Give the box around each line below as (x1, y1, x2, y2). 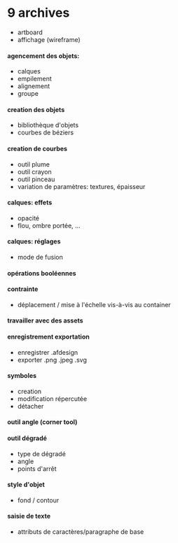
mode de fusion (17, 253, 63, 261)
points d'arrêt (17, 464, 57, 473)
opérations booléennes (7, 269, 76, 277)
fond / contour (17, 495, 60, 505)
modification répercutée (17, 394, 88, 403)
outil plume (17, 160, 50, 169)
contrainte (7, 285, 39, 293)
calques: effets (7, 198, 53, 207)
